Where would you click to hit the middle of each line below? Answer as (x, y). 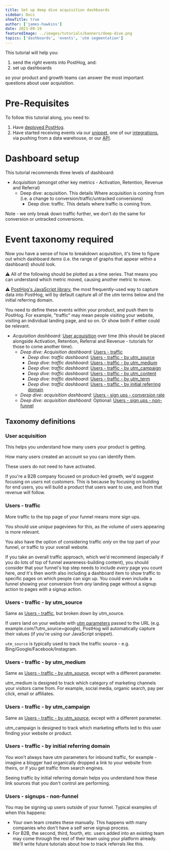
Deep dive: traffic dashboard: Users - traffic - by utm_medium (93, 362)
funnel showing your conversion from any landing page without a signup (81, 584)
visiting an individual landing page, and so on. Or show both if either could (83, 320)
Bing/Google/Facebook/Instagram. (41, 649)
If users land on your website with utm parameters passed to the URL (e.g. (83, 623)
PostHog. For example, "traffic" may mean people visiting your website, (80, 315)
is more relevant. (23, 532)
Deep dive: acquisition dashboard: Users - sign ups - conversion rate (92, 395)
